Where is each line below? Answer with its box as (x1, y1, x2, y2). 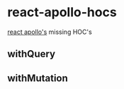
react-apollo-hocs (7, 4, 117, 20)
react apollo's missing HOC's (7, 28, 92, 36)
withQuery (7, 48, 55, 60)
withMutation (7, 72, 69, 84)
